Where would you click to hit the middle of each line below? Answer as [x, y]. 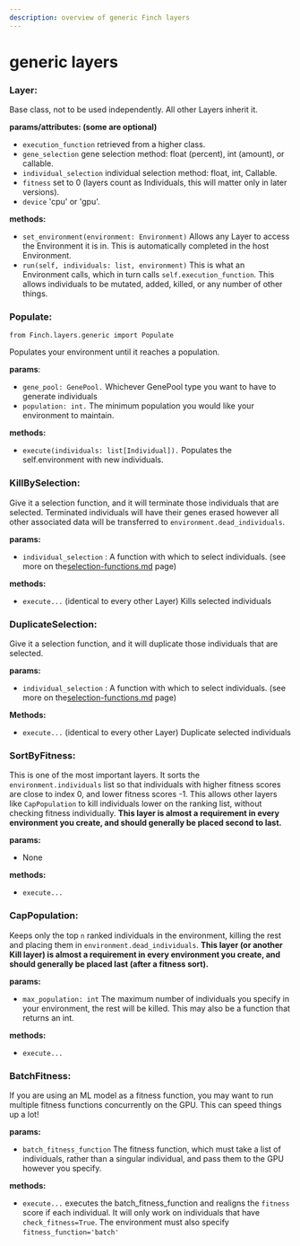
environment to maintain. [68, 416]
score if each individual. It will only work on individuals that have [141, 1212]
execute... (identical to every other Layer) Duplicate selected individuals [156, 732]
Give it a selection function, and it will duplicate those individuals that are [144, 644]
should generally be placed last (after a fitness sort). [109, 964]
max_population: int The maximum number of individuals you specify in [156, 998]
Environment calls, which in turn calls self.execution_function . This [148, 275]
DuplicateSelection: [53, 624]
